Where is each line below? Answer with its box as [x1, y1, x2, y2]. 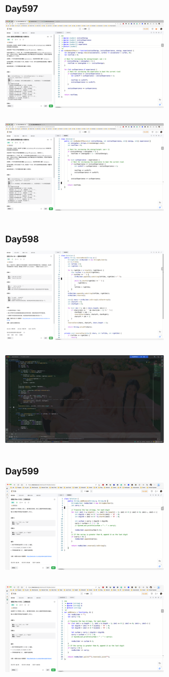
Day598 [5, 234, 39, 245]
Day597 [5, 3, 39, 15]
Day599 [5, 466, 39, 477]
